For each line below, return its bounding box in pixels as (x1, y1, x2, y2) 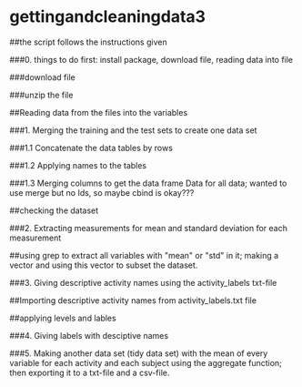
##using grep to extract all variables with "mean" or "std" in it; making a (9, 250, 279, 260)
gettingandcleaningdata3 (9, 6, 206, 27)
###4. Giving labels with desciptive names (9, 330, 169, 341)
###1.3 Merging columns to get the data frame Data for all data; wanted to (9, 178, 287, 188)
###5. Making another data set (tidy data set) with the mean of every (9, 348, 268, 359)
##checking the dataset (9, 205, 99, 216)
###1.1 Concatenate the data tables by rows (9, 142, 173, 153)
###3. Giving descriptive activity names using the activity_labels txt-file (9, 277, 277, 288)
